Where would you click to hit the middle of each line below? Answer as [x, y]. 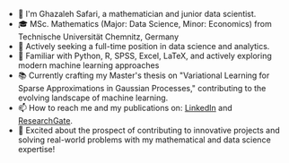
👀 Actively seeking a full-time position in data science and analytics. [144, 46]
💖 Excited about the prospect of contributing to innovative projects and [149, 130]
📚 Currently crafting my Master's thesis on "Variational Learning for [144, 75]
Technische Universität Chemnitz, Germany [98, 37]
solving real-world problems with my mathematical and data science [144, 140]
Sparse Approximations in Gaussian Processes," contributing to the [142, 88]
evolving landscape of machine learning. [93, 98]
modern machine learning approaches [88, 65]
